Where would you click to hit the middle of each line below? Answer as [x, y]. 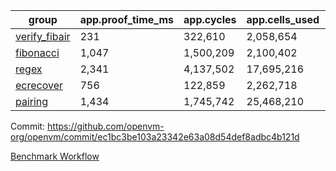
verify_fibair [43, 36]
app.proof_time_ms [127, 19]
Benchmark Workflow [55, 156]
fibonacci [37, 52]
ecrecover [39, 85]
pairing [32, 101]
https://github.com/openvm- [106, 126]
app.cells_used [283, 19]
